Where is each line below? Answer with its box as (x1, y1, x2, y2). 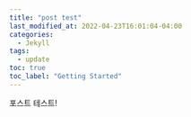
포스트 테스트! (9, 97, 58, 108)
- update (17, 55, 50, 64)
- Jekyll (17, 38, 50, 48)
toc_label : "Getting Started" (9, 72, 123, 81)
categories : (9, 30, 54, 39)
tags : (9, 47, 30, 56)
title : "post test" (9, 13, 82, 22)
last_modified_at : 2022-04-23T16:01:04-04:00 (9, 22, 182, 31)
